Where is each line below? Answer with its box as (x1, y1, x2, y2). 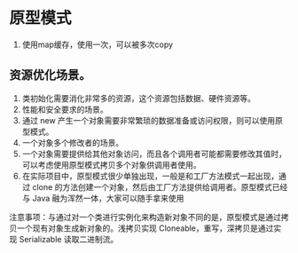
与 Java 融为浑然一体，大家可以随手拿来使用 (21, 193, 184, 203)
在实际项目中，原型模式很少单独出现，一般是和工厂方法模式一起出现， (21, 170, 279, 181)
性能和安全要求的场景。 (21, 104, 108, 115)
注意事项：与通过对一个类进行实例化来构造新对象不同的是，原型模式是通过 (9, 211, 281, 222)
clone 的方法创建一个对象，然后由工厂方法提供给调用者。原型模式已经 (32, 181, 288, 192)
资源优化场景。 (9, 67, 91, 83)
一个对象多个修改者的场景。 (21, 137, 124, 147)
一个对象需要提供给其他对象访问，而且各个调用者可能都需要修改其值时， (21, 148, 286, 159)
